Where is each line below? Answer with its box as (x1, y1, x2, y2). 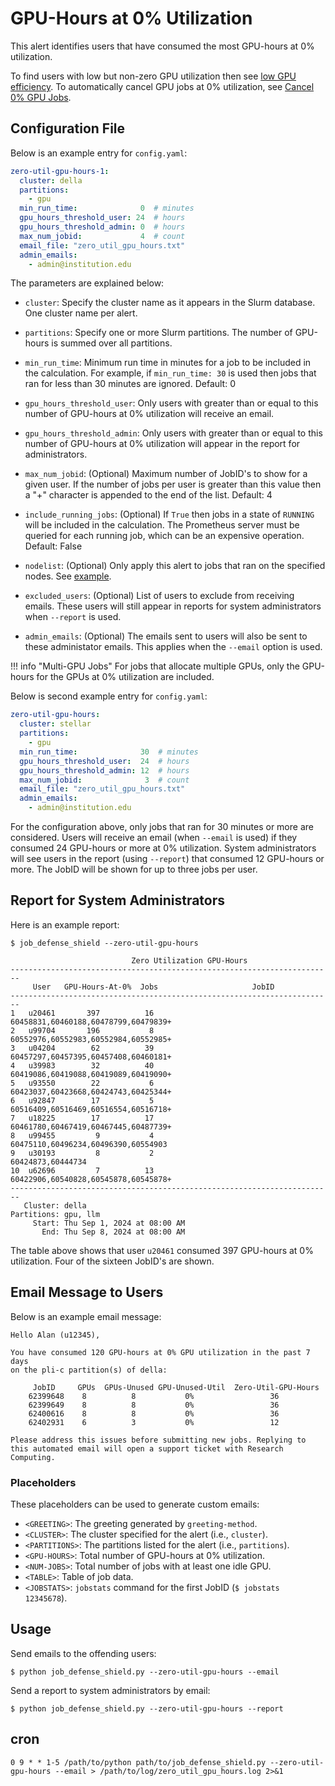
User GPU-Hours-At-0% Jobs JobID (32, 982, 275, 992)
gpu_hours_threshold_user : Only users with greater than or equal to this (24, 397, 319, 409)
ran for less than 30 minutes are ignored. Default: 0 (24, 378, 236, 390)
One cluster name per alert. (24, 307, 138, 319)
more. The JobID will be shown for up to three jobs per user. (10, 863, 258, 875)
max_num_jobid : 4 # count (19, 231, 186, 241)
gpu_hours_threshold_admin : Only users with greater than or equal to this (24, 427, 323, 439)
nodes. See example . (24, 570, 112, 582)
